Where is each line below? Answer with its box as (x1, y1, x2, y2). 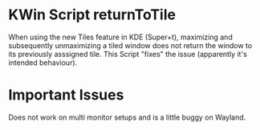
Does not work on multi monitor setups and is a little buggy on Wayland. (8, 112, 246, 122)
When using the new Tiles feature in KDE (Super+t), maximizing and (8, 32, 233, 42)
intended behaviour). (8, 58, 78, 67)
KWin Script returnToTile (8, 6, 177, 24)
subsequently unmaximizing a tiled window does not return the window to (8, 40, 253, 50)
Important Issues (8, 86, 124, 104)
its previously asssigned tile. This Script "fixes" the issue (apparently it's (8, 49, 247, 59)
